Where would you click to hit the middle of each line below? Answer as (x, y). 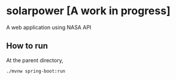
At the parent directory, (35, 60)
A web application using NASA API (49, 27)
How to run (27, 46)
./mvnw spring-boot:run (36, 71)
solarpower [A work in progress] (88, 11)
